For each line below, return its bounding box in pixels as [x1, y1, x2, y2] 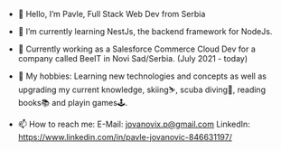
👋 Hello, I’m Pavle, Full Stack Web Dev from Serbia [17, 9, 206, 19]
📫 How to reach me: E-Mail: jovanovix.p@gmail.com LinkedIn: [17, 118, 250, 129]
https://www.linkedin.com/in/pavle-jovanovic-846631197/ [17, 132, 232, 142]
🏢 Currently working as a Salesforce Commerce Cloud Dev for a [17, 43, 256, 54]
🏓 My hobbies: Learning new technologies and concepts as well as [17, 71, 267, 81]
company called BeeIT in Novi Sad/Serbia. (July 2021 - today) [17, 53, 248, 63]
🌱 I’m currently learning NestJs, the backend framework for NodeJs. [17, 26, 273, 36]
